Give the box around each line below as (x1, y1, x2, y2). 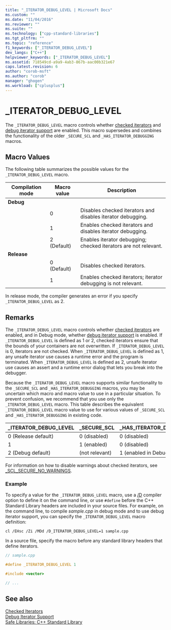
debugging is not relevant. (80, 280, 143, 287)
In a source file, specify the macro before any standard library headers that (5, 537, 163, 544)
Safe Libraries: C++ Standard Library (5, 619, 82, 625)
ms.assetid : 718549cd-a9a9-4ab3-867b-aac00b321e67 (5, 59, 115, 65)
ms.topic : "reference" (5, 41, 53, 46)
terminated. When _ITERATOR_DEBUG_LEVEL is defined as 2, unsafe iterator (5, 359, 157, 365)
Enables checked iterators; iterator (80, 274, 163, 281)
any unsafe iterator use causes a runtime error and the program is (5, 354, 144, 360)
